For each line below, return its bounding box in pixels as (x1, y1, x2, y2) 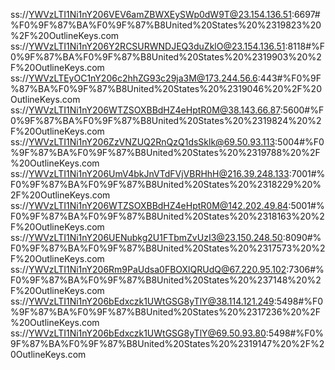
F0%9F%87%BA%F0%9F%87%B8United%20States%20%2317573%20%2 (10, 242, 326, 254)
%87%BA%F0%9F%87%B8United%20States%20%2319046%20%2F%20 (10, 83, 322, 94)
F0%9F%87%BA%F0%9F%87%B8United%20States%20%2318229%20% (10, 179, 322, 190)
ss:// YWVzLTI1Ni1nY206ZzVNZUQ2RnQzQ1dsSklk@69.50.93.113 (10, 136, 276, 148)
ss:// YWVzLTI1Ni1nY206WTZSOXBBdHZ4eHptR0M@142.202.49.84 (10, 200, 289, 211)
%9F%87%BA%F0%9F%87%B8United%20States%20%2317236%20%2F (10, 306, 322, 318)
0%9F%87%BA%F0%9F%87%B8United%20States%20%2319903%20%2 (10, 51, 322, 63)
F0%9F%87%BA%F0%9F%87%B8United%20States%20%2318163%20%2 (10, 210, 325, 222)
